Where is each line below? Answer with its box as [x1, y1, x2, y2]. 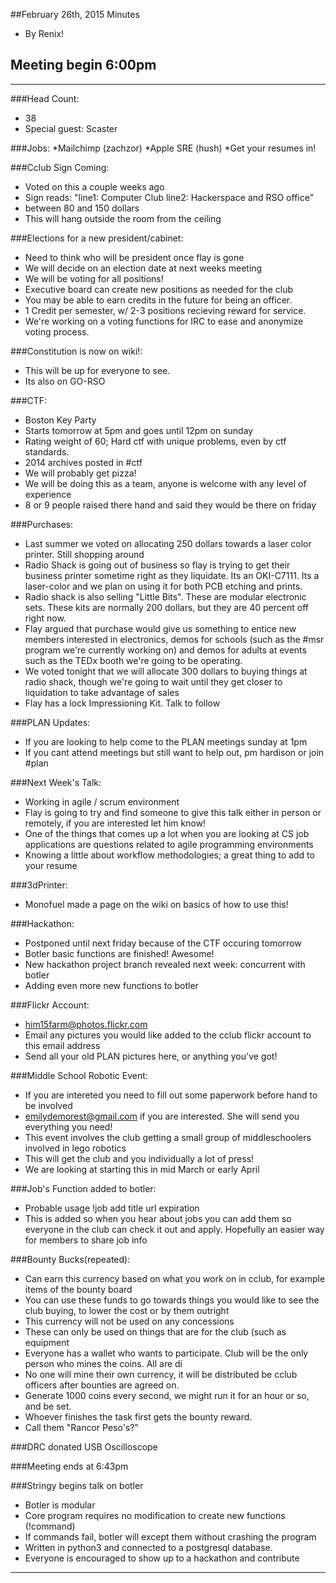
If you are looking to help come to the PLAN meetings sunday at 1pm [24, 735, 308, 748]
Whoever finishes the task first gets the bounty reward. [24, 1410, 253, 1423]
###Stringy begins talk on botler [10, 1479, 144, 1491]
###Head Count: [10, 92, 80, 104]
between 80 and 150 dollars [24, 202, 140, 214]
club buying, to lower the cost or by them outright [24, 1304, 230, 1316]
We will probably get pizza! [24, 467, 137, 479]
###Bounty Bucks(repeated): [10, 1253, 131, 1265]
